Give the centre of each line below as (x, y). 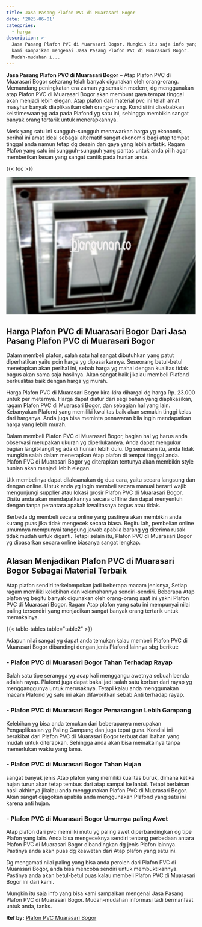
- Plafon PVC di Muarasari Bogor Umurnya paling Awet (87, 819)
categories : (21, 25)
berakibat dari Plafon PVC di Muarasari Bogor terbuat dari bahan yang (93, 736)
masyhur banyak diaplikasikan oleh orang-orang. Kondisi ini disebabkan (95, 107)
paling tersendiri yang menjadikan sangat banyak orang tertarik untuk (92, 611)
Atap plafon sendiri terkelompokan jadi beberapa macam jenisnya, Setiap (97, 585)
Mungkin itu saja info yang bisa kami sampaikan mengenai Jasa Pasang (95, 893)
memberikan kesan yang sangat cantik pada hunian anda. (78, 157)
